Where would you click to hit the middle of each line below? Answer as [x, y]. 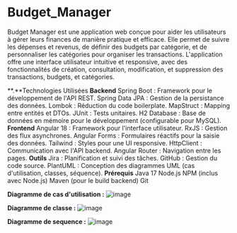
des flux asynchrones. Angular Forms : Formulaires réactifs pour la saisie [114, 136]
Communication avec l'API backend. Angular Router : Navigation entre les [114, 150]
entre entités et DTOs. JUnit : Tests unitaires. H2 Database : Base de [107, 113]
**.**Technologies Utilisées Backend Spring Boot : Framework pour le [110, 90]
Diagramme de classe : [42, 208]
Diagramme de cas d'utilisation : [56, 194]
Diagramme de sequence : [47, 221]
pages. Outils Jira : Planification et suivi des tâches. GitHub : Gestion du [112, 158]
